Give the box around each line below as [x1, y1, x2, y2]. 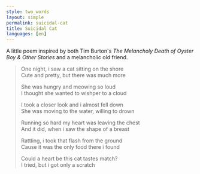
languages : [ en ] [6, 31, 47, 37]
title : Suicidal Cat [6, 25, 58, 32]
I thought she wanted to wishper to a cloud [20, 90, 127, 97]
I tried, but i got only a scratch [20, 161, 95, 169]
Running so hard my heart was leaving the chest [20, 119, 140, 126]
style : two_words [6, 8, 50, 15]
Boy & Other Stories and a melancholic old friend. [6, 54, 128, 61]
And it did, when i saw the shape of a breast [20, 126, 130, 133]
